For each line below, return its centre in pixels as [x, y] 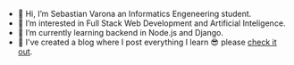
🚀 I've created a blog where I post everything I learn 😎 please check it [147, 42]
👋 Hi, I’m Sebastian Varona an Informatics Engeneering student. [134, 14]
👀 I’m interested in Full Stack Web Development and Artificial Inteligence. [151, 23]
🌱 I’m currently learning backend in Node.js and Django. [121, 32]
